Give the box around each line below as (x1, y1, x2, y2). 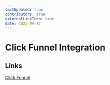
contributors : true (5, 12, 46, 17)
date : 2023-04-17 (5, 21, 41, 26)
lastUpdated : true (5, 7, 43, 12)
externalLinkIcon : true (5, 16, 55, 21)
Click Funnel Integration (5, 42, 106, 53)
